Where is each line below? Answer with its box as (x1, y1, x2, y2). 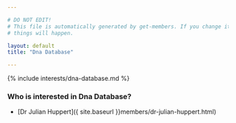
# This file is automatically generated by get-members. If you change (7, 22, 221, 30)
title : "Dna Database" (7, 48, 74, 56)
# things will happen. (7, 30, 74, 37)
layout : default (7, 42, 55, 49)
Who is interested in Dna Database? (7, 92, 132, 102)
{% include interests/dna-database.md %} (7, 75, 130, 83)
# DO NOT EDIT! (7, 16, 52, 23)
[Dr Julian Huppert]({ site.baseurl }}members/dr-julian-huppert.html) (17, 108, 216, 116)
